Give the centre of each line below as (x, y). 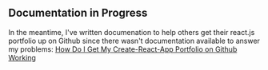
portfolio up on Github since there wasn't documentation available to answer (134, 41)
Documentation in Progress (78, 13)
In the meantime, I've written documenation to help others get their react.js (132, 32)
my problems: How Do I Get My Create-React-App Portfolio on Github (123, 49)
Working (22, 57)
